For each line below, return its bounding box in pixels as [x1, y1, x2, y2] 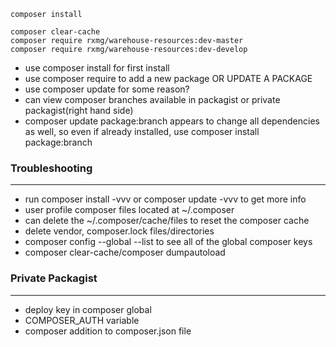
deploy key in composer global [24, 303, 152, 315]
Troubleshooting [10, 161, 93, 175]
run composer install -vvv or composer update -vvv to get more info [24, 193, 307, 205]
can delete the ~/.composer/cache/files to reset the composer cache [24, 215, 310, 227]
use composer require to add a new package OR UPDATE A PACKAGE [24, 73, 313, 84]
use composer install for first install [24, 62, 170, 74]
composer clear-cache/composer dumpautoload [24, 246, 226, 259]
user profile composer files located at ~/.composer [24, 204, 235, 216]
